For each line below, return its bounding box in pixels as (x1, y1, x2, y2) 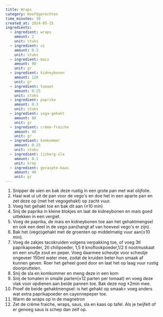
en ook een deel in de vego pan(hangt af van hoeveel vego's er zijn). (12, 224, 150, 229)
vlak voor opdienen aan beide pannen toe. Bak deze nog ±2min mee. (12, 281, 151, 286)
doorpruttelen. (12, 265, 42, 271)
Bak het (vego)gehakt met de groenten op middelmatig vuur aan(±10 (12, 229, 150, 235)
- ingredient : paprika (10, 98, 56, 103)
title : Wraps (5, 7, 32, 12)
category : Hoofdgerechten (5, 12, 58, 17)
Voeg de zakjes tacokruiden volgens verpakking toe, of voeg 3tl (12, 239, 141, 245)
